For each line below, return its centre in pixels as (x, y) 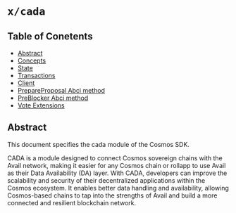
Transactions (36, 76)
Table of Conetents (50, 36)
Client (26, 83)
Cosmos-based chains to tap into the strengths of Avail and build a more (112, 195)
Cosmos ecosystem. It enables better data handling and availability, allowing (118, 188)
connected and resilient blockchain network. (72, 202)
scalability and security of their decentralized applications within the (106, 180)
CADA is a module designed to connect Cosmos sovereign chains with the (115, 158)
